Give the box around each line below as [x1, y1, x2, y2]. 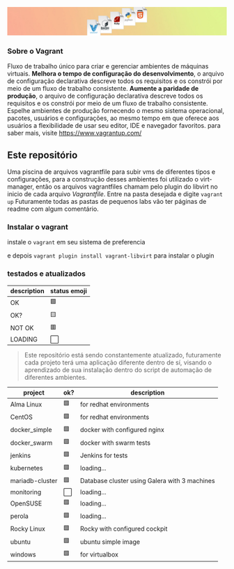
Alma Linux [10, 400, 42, 408]
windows [10, 550, 36, 559]
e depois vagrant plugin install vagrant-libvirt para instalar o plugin [7, 251, 214, 260]
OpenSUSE [10, 499, 42, 508]
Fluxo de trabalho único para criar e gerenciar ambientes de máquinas [7, 62, 209, 71]
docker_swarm [10, 438, 53, 447]
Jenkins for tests [79, 451, 128, 459]
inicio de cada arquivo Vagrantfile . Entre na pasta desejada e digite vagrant [7, 190, 223, 198]
